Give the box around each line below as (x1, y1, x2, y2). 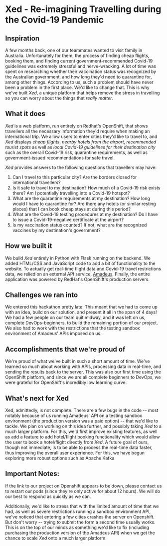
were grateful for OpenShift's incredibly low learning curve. (5, 379, 127, 385)
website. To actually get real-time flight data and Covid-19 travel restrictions (5, 265, 161, 271)
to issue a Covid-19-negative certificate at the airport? (12, 216, 124, 222)
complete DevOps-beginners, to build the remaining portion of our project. (5, 320, 158, 326)
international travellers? (12, 179, 61, 185)
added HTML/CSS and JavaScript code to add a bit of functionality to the (5, 260, 156, 266)
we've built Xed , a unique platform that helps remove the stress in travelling (5, 90, 160, 95)
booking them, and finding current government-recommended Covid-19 (5, 58, 153, 63)
